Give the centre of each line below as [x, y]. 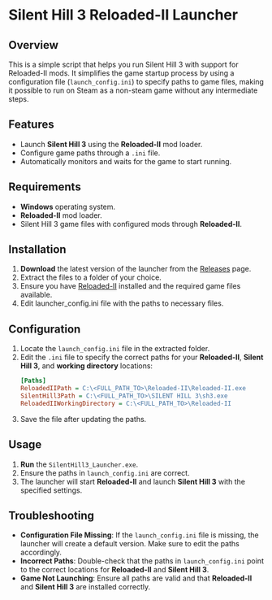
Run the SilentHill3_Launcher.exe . [79, 464]
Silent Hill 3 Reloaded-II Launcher [123, 15]
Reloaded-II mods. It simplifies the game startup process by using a [121, 73]
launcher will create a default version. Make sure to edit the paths [130, 544]
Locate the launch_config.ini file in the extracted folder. [115, 349]
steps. [19, 99]
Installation [37, 250]
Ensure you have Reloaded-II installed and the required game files [130, 286]
